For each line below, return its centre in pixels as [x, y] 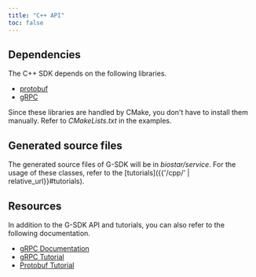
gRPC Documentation [55, 248]
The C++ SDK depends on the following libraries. [88, 74]
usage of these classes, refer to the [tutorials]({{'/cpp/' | [99, 173]
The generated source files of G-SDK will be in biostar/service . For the [122, 164]
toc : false [26, 23]
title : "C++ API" [37, 15]
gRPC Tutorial [42, 257]
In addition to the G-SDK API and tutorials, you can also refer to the [117, 224]
